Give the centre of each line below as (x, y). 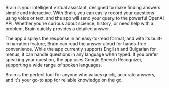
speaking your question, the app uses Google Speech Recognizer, (74, 60)
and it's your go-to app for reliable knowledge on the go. (64, 80)
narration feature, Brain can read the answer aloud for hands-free (78, 44)
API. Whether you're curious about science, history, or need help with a (79, 23)
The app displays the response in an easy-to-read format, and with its (78, 38)
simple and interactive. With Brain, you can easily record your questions (80, 13)
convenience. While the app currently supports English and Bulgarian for (81, 49)
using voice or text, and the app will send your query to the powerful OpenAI (85, 18)
